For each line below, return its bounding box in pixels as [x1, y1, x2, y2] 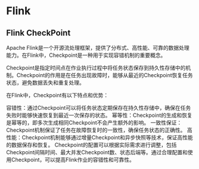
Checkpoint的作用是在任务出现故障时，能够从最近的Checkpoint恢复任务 [16, 72, 194, 78]
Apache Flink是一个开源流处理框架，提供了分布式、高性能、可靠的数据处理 [6, 44, 189, 51]
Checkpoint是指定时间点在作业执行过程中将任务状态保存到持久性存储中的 [6, 64, 186, 71]
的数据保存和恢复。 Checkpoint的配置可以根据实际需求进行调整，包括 [6, 141, 177, 148]
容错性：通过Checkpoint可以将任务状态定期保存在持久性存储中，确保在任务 [6, 104, 191, 111]
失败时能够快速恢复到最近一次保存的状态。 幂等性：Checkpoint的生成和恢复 [6, 111, 192, 119]
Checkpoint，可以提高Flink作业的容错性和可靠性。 [11, 156, 135, 163]
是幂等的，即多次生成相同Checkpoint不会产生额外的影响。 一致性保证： [6, 119, 182, 126]
